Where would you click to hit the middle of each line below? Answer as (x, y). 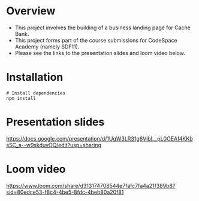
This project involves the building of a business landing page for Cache (102, 28)
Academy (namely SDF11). (47, 47)
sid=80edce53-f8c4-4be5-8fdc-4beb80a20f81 (65, 192)
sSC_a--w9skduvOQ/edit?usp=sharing (54, 145)
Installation (35, 77)
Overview (31, 11)
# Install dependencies (36, 93)
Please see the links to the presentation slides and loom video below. (100, 53)
